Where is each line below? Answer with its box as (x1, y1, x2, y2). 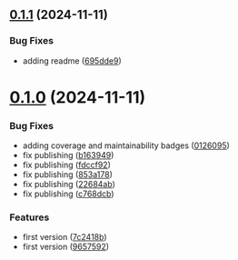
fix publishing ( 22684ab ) (22, 179, 115, 190)
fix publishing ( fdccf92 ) (22, 159, 111, 171)
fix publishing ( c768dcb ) (22, 188, 115, 199)
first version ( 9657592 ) (22, 241, 110, 253)
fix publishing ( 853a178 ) (22, 169, 114, 180)
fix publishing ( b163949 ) (22, 150, 114, 161)
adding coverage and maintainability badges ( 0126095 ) (22, 140, 230, 151)
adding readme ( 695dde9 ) (22, 55, 123, 66)
